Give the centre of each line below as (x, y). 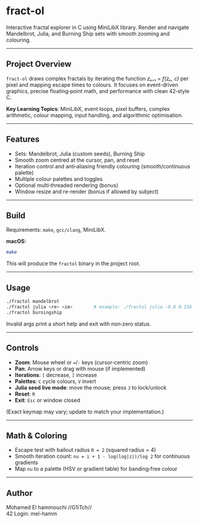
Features (23, 140)
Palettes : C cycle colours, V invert (55, 381)
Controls (23, 348)
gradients (26, 463)
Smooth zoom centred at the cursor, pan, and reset (77, 160)
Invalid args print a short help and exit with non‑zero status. (78, 324)
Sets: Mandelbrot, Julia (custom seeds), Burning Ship (80, 154)
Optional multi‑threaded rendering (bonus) (66, 185)
